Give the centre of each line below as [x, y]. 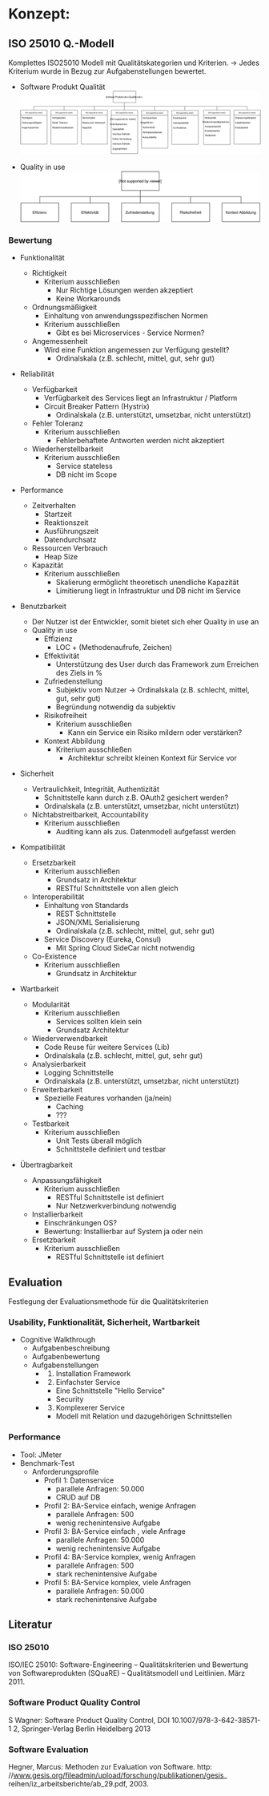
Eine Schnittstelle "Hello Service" [110, 1390]
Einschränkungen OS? [80, 1223]
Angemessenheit [60, 341]
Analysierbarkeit [59, 1064]
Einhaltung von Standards [86, 906]
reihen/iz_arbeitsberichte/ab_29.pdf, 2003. [79, 1783]
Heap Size [61, 557]
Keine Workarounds [88, 299]
